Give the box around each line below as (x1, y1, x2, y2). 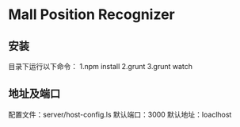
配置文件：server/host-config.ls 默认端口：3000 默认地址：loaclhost (8, 110, 232, 119)
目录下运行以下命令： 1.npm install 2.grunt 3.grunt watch (8, 62, 192, 71)
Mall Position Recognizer (8, 6, 176, 24)
